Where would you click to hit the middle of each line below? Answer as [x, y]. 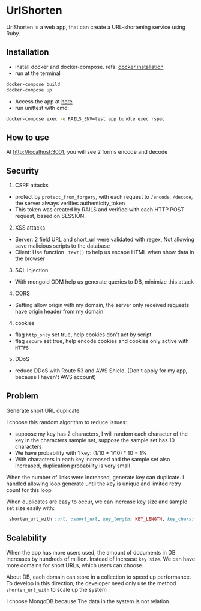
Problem [22, 396]
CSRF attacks [32, 185]
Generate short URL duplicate [43, 410]
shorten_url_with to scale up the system [56, 589]
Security [22, 171]
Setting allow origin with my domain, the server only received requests [102, 305]
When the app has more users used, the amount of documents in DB [91, 552]
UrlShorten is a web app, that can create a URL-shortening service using [96, 27]
